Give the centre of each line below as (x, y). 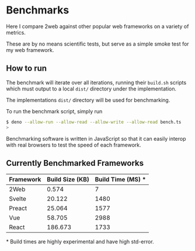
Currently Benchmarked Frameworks (75, 163)
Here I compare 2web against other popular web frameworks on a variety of (97, 26)
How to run (27, 69)
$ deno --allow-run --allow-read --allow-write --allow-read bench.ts (94, 122)
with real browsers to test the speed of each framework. (74, 145)
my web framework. (30, 50)
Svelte (18, 199)
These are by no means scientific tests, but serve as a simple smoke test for (97, 44)
